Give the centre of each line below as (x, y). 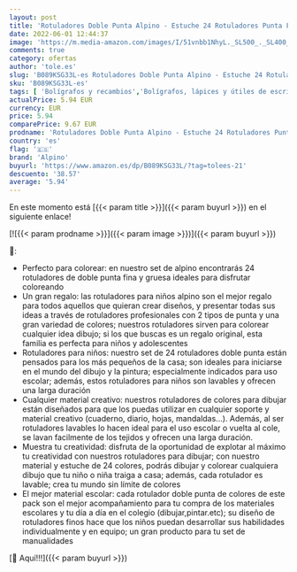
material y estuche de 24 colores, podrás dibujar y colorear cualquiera (150, 466)
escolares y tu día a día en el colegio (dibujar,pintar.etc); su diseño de (148, 513)
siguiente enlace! (40, 217)
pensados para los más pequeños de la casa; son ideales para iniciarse (152, 362)
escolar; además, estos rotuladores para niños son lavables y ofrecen (148, 381)
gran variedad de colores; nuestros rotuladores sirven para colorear (145, 325)
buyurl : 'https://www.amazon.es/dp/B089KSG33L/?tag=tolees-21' (128, 166)
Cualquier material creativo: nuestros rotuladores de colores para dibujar (154, 400)
